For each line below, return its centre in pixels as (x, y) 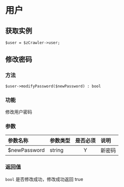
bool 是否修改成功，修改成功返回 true (44, 179)
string (56, 150)
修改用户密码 (19, 112)
